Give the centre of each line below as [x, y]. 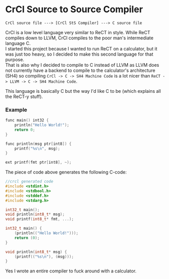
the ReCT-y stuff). [24, 96]
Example [16, 110]
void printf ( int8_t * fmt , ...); [39, 219]
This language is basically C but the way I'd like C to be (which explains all [83, 91]
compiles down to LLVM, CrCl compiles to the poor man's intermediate [79, 38]
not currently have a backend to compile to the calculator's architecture [80, 70]
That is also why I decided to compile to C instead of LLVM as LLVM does [82, 65]
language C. [18, 43]
